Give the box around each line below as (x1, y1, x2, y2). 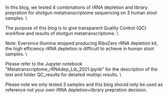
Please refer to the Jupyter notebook (5, 61, 82, 67)
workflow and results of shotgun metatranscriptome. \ (5, 30, 119, 36)
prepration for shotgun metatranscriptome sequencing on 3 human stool (5, 10, 157, 16)
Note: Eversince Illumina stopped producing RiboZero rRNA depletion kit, (5, 40, 158, 46)
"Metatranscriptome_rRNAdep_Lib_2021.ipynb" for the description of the (5, 66, 158, 72)
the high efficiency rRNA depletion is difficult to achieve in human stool (5, 46, 154, 51)
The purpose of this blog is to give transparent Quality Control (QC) (5, 25, 147, 31)
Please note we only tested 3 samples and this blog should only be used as (5, 81, 163, 87)
